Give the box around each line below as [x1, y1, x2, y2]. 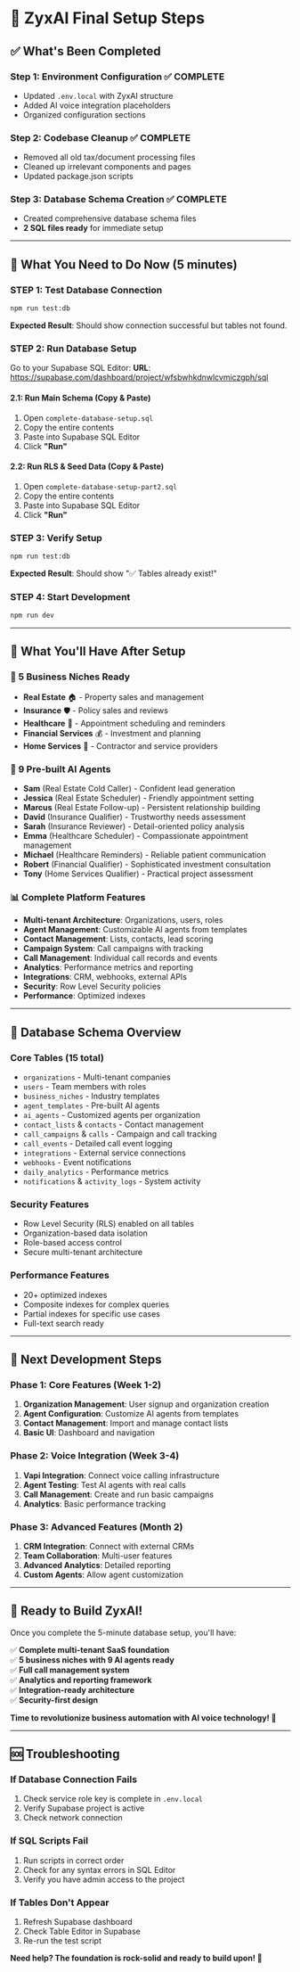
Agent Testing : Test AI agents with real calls [22, 1479, 186, 1490]
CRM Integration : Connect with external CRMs [22, 1541, 195, 1551]
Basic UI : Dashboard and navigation [22, 1427, 155, 1438]
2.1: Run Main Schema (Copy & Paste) [10, 392, 151, 403]
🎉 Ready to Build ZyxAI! [10, 1604, 143, 1619]
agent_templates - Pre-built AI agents [22, 1100, 160, 1111]
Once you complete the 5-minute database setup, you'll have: [10, 1627, 237, 1638]
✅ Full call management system [10, 1664, 130, 1675]
